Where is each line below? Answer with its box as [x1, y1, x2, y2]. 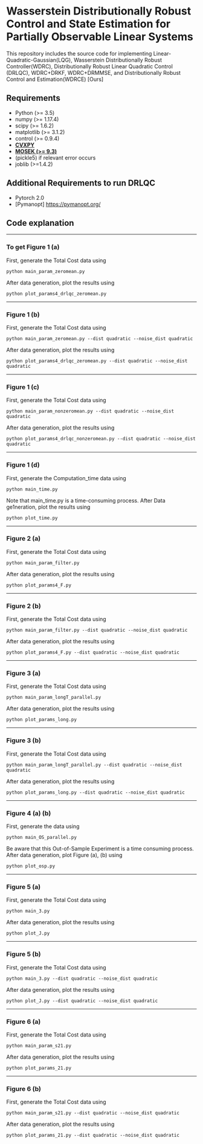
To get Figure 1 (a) [6, 243, 60, 251]
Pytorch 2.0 [14, 194, 44, 201]
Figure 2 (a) [6, 535, 41, 543]
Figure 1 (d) [6, 461, 40, 469]
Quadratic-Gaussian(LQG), [6, 56, 72, 63]
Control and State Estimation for [6, 17, 171, 31]
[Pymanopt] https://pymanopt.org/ [14, 201, 101, 208]
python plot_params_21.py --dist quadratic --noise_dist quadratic [6, 1133, 180, 1139]
